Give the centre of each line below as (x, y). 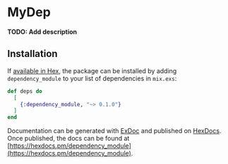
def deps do (25, 91)
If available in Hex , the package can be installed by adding (92, 70)
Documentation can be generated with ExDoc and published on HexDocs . (114, 131)
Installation (32, 54)
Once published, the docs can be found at (68, 139)
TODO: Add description (42, 32)
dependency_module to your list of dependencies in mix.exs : (92, 78)
